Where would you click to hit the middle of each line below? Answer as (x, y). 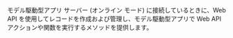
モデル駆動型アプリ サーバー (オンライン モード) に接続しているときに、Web (116, 10)
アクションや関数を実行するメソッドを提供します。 (80, 27)
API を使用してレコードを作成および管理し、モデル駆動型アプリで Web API (114, 19)
